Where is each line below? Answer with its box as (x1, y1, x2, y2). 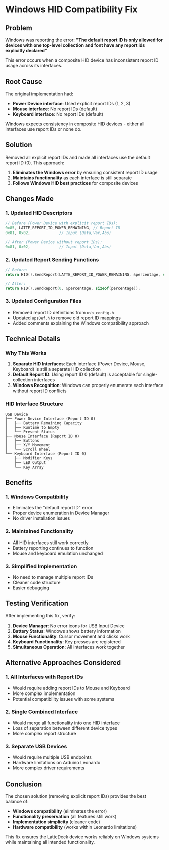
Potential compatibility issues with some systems (12, 696, 115, 702)
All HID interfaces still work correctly (12, 539, 89, 546)
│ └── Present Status (5, 429, 55, 434)
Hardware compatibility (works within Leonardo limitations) (12, 824, 137, 830)
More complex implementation (12, 690, 76, 697)
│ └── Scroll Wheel (5, 447, 51, 452)
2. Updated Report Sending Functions (5, 256, 99, 263)
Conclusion (5, 780, 42, 788)
